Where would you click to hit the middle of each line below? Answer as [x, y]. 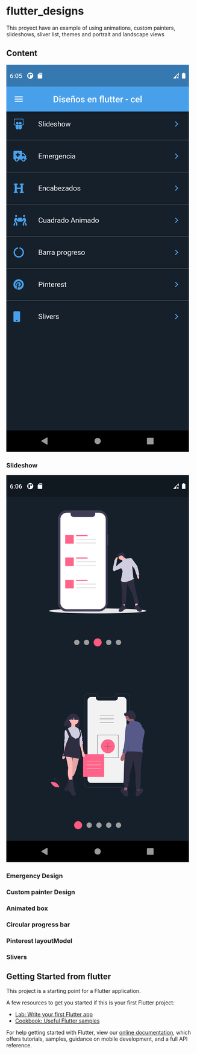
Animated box [27, 908]
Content [22, 54]
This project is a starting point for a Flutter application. [73, 991]
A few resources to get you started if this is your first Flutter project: [90, 1003]
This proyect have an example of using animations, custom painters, [91, 28]
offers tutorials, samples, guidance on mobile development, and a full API [97, 1039]
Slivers [17, 957]
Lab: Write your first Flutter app [54, 1015]
